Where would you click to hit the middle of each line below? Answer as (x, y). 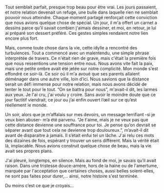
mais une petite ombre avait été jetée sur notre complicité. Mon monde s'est (82, 69)
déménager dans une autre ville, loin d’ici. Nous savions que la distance (77, 79)
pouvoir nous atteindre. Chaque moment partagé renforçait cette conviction (81, 17)
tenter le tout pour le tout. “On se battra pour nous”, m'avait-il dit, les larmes (81, 89)
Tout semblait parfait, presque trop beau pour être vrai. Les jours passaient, (81, 7)
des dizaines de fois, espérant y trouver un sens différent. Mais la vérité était (82, 141)
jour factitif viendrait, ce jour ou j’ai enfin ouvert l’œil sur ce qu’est (71, 100)
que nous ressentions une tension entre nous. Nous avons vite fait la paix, (79, 63)
